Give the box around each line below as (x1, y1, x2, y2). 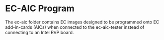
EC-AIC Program (5, 3, 75, 14)
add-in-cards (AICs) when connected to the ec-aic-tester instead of (5, 24, 145, 30)
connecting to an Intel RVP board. (5, 29, 74, 35)
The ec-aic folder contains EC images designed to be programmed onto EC (5, 19, 160, 25)
